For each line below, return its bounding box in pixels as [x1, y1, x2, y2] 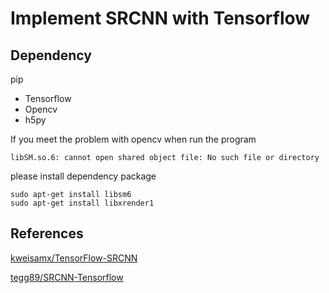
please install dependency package [10, 170, 157, 182]
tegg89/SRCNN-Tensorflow [10, 271, 124, 283]
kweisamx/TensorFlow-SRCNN [10, 252, 138, 264]
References [10, 225, 84, 242]
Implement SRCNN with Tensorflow [10, 7, 311, 30]
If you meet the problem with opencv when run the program [10, 133, 257, 145]
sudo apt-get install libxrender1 [10, 198, 155, 208]
